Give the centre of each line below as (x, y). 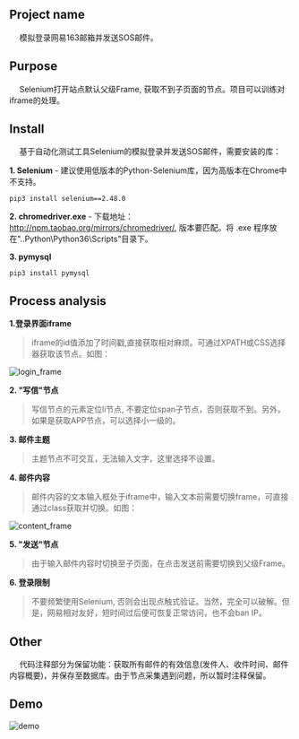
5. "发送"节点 (34, 544)
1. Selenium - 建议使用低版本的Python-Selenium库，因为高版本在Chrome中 (148, 170)
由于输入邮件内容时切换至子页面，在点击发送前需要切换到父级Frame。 (161, 563)
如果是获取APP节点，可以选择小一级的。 (106, 421)
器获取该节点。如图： (70, 354)
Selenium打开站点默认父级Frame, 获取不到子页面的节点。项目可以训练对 (152, 89)
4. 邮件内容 (30, 478)
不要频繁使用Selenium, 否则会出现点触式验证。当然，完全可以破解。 (156, 602)
